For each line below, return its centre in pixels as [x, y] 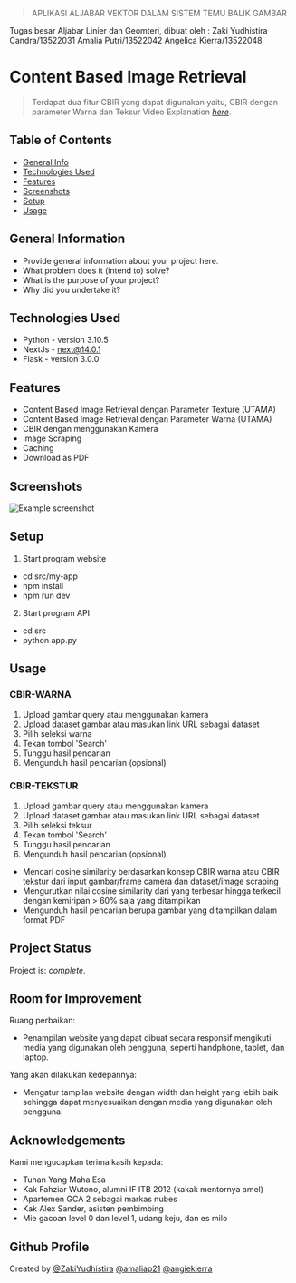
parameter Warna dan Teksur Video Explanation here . [131, 112]
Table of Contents [61, 140]
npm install [43, 585]
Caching [38, 448]
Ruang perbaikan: [42, 1021]
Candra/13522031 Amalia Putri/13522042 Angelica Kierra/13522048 [136, 40]
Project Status [51, 949]
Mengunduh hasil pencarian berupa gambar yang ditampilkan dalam [150, 910]
